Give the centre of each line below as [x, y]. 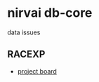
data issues [24, 32]
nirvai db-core [50, 13]
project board [37, 71]
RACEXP [26, 54]
